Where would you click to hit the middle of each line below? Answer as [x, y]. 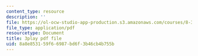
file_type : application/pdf [41, 28]
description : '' [26, 17]
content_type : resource [35, 11]
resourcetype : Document [35, 33]
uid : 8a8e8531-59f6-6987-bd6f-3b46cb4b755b [60, 44]
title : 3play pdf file [34, 38]
